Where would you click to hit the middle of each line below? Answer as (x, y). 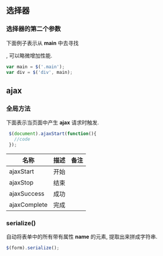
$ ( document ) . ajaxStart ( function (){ (52, 134)
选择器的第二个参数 (33, 29)
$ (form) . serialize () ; (33, 248)
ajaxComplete (28, 205)
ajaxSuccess (27, 193)
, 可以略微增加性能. (29, 56)
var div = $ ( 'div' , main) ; (39, 72)
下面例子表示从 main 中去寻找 (42, 43)
